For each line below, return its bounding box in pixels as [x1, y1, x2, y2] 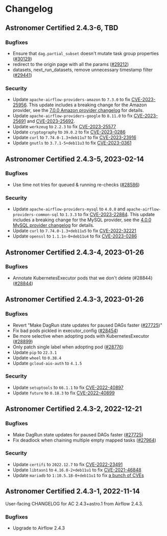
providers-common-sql [12, 213, 59, 218]
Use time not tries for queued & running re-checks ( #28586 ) [12, 181, 140, 188]
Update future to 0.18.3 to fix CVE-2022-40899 [12, 389, 115, 396]
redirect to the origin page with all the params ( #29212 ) [12, 61, 129, 67]
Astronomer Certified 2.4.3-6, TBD [5, 24, 118, 32]
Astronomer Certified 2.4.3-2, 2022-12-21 [5, 405, 142, 413]
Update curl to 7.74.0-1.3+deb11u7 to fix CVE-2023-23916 [12, 134, 136, 141]
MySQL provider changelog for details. [12, 222, 94, 228]
